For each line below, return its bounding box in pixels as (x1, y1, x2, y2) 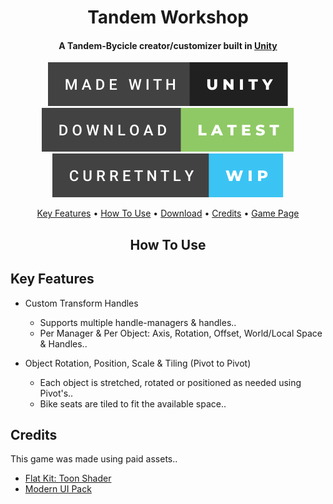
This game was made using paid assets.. (10, 453, 178, 465)
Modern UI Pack (24, 483, 92, 495)
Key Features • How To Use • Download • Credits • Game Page (36, 207, 300, 220)
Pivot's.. (39, 387, 74, 399)
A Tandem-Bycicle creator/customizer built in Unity (58, 39, 278, 51)
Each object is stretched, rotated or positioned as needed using (39, 376, 302, 388)
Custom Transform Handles (24, 297, 139, 309)
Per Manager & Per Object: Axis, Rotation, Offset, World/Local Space (39, 327, 323, 339)
